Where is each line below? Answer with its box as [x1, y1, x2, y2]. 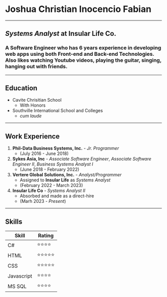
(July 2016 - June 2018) [19, 150, 69, 156]
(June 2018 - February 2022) [19, 166, 80, 172]
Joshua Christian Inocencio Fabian [5, 3, 152, 15]
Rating [38, 232, 54, 239]
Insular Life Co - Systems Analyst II [12, 188, 85, 194]
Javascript [7, 273, 32, 280]
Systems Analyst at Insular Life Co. [5, 29, 117, 38]
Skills [5, 217, 22, 226]
